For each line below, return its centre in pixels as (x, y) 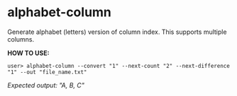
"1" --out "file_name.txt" (47, 72)
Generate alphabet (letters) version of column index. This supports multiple (117, 32)
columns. (21, 39)
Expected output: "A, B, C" (46, 85)
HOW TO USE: (28, 53)
